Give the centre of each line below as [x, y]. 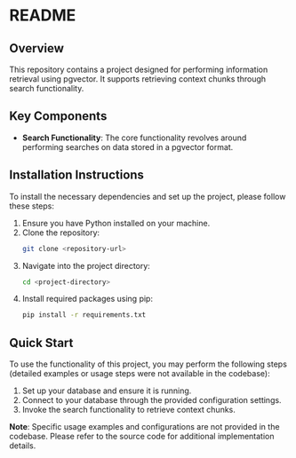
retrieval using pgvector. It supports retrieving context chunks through [138, 79]
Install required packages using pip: [88, 299]
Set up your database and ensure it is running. [107, 391]
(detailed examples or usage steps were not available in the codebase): [140, 374]
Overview [37, 48]
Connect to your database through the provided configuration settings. [152, 400]
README [43, 16]
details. [23, 446]
